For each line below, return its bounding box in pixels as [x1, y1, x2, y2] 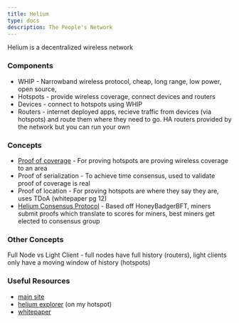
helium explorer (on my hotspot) [17, 300, 112, 308]
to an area [17, 164, 48, 172]
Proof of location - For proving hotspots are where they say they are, [17, 186, 219, 195]
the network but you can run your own [17, 122, 130, 131]
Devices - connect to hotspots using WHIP [17, 100, 143, 108]
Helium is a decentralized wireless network [7, 43, 134, 52]
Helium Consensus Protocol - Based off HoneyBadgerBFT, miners [17, 201, 211, 210]
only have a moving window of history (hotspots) [7, 258, 151, 267]
